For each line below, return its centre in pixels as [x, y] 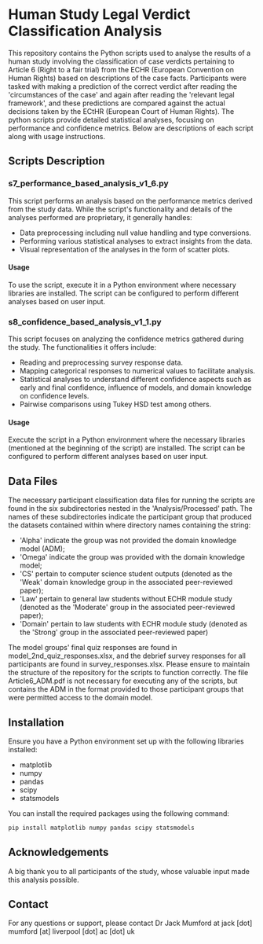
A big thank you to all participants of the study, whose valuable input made [129, 871]
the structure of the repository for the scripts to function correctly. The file [128, 673]
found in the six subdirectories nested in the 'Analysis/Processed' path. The [130, 509]
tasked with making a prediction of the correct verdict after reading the [123, 86]
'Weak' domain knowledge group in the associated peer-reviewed [126, 582]
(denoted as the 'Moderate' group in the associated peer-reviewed [127, 608]
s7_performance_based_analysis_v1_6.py [88, 184]
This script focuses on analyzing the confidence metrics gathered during [126, 339]
